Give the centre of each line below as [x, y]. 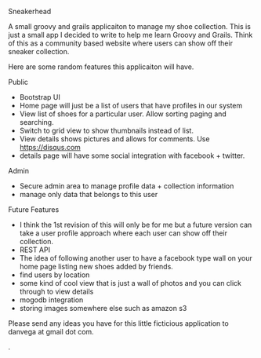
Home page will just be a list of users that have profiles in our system [131, 106]
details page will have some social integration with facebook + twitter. [132, 155]
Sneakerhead [30, 11]
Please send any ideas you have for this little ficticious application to [118, 323]
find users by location [54, 275]
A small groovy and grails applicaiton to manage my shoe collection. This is [129, 26]
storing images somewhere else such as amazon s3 [103, 308]
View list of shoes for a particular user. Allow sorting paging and [123, 114]
